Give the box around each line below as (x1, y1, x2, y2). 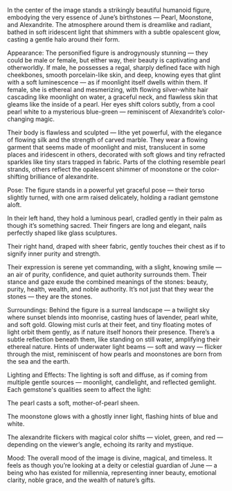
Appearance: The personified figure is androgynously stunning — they (7, 48, 208, 57)
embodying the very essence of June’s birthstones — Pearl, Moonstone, (7, 13, 213, 21)
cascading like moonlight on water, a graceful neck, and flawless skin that (7, 93, 218, 101)
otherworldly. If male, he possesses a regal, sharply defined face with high (7, 64, 220, 71)
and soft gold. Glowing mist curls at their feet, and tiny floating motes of (7, 321, 213, 328)
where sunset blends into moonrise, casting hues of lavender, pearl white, (7, 313, 218, 321)
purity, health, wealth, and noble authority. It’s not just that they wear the (7, 285, 214, 293)
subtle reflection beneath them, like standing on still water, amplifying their (7, 335, 220, 343)
